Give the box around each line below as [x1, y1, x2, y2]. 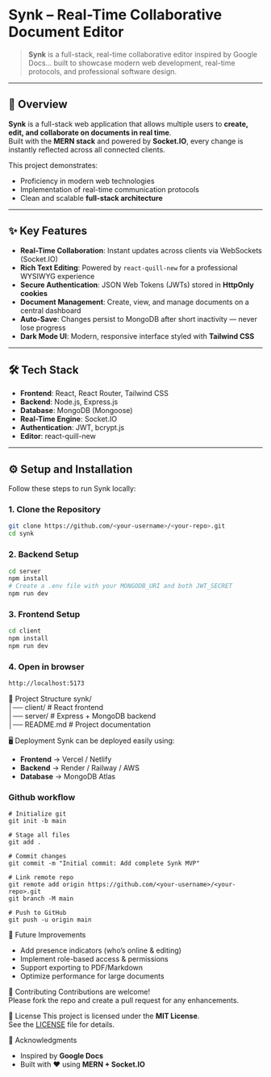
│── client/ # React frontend [8, 703, 103, 712]
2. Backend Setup [8, 549, 79, 560]
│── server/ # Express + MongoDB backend [8, 712, 156, 721]
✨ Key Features [8, 224, 87, 238]
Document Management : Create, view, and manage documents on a [19, 297, 250, 307]
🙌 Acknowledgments [8, 1035, 77, 1046]
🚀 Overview [8, 98, 68, 111]
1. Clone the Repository [8, 504, 101, 516]
